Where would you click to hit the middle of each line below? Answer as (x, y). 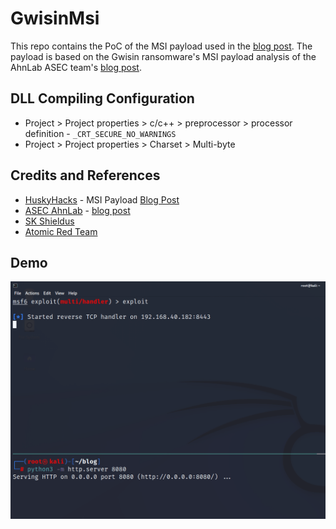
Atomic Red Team (61, 231)
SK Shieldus (49, 221)
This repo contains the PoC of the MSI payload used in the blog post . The (161, 46)
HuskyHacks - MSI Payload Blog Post (102, 199)
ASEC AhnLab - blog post (77, 210)
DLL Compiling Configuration (102, 98)
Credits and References (85, 175)
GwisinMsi (55, 18)
